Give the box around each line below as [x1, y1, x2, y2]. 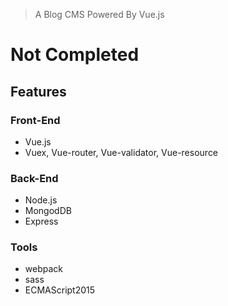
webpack [24, 263, 63, 275]
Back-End [10, 171, 59, 185]
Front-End [10, 113, 61, 127]
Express [24, 215, 59, 228]
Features [10, 83, 67, 100]
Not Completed [10, 44, 140, 66]
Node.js [24, 194, 58, 206]
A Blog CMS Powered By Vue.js [34, 9, 165, 20]
